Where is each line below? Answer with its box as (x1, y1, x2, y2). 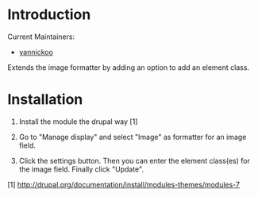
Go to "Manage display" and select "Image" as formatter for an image (18, 132, 247, 141)
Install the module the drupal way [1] (18, 117, 138, 126)
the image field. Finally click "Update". (18, 164, 144, 174)
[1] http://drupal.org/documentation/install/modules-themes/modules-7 (7, 180, 240, 189)
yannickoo (18, 47, 53, 56)
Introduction (7, 6, 91, 24)
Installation (7, 91, 83, 109)
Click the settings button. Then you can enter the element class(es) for (18, 156, 251, 165)
